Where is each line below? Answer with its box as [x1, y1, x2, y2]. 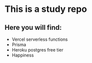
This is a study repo [4, 3, 87, 15]
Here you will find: [4, 23, 62, 32]
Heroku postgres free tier [11, 47, 64, 53]
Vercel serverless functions [11, 36, 68, 42]
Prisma [11, 42, 27, 48]
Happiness [11, 52, 34, 58]
